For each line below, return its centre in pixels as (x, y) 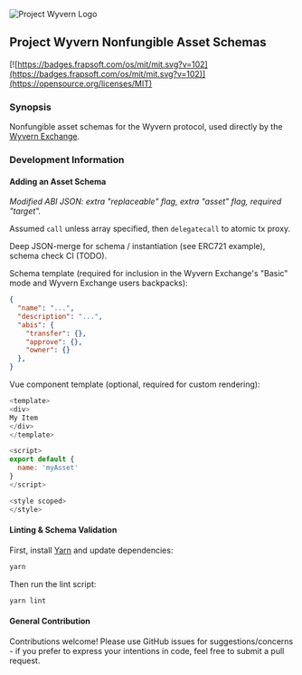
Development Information (67, 160)
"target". (25, 211)
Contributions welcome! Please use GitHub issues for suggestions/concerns (151, 641)
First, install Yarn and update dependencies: (91, 550)
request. (25, 661)
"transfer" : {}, (57, 333)
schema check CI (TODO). (58, 256)
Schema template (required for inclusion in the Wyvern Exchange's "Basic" (149, 274)
